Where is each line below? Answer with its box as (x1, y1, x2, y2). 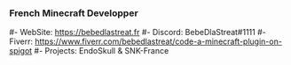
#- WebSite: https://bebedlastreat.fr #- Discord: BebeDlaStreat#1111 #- (9, 27, 266, 38)
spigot (9, 46, 33, 56)
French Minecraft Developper (9, 7, 139, 19)
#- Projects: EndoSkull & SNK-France (34, 46, 169, 56)
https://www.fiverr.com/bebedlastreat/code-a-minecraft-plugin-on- (35, 36, 282, 47)
